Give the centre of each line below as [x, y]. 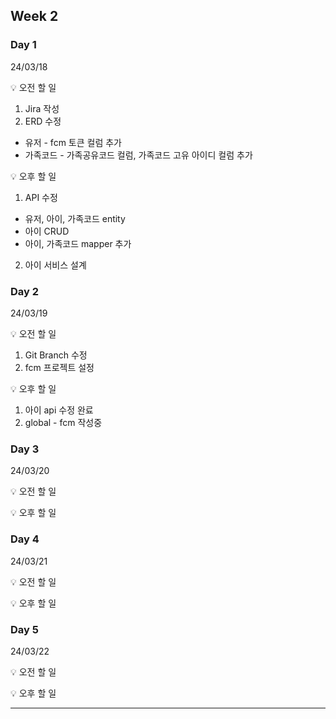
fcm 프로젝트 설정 [59, 367]
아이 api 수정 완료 [59, 410]
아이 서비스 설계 [55, 265]
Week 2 [34, 16]
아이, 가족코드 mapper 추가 [78, 243]
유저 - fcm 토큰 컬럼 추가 [73, 142]
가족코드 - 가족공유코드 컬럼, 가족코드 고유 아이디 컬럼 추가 [138, 155]
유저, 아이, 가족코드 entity [75, 218]
